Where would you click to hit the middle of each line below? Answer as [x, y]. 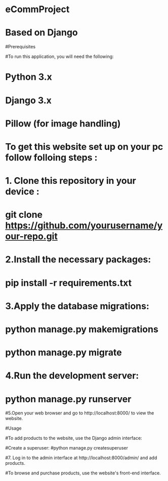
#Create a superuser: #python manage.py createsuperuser [67, 448]
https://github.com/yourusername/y [84, 226]
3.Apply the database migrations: [77, 306]
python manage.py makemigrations [82, 329]
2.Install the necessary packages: [78, 260]
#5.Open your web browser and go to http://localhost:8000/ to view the [80, 413]
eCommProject [37, 9]
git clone [24, 215]
